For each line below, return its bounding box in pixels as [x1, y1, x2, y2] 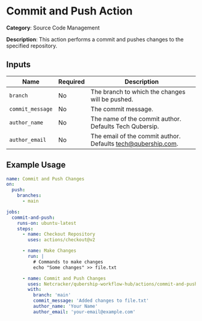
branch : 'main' [32, 292, 71, 298]
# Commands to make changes [32, 258, 103, 265]
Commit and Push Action [6, 4, 133, 18]
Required [58, 77, 85, 85]
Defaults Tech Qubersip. [90, 122, 159, 130]
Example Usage [6, 160, 66, 170]
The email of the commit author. [90, 132, 181, 140]
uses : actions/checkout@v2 [28, 237, 96, 243]
